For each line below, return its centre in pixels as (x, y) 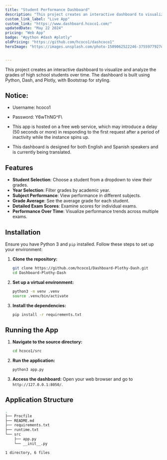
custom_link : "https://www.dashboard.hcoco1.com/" (59, 24)
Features (19, 167)
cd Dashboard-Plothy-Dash (39, 273)
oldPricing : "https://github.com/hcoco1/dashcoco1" (60, 42)
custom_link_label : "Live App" (38, 19)
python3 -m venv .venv (36, 291)
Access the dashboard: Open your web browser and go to (73, 379)
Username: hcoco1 (32, 108)
